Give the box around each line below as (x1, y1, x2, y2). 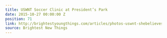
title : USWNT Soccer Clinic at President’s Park (5, 7, 108, 12)
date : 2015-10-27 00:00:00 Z (5, 12, 66, 17)
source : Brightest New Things (5, 26, 68, 31)
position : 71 (5, 16, 32, 21)
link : (5, 21, 16, 26)
